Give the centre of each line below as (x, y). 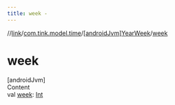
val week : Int (25, 94)
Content (19, 87)
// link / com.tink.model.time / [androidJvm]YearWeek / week (87, 33)
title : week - (28, 13)
